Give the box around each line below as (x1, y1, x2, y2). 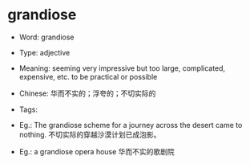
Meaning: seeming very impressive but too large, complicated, (18, 63, 226, 73)
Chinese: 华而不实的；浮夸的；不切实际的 (18, 88, 156, 98)
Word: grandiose (18, 32, 75, 42)
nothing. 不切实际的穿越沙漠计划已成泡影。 (18, 129, 161, 139)
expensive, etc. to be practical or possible (18, 72, 158, 81)
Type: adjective (18, 47, 71, 57)
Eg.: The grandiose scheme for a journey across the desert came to (18, 120, 243, 129)
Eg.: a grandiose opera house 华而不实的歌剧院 (18, 146, 175, 156)
